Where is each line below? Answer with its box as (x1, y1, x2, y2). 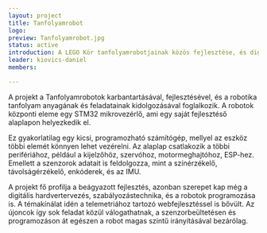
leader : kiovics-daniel (8, 56, 87, 64)
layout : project (8, 11, 62, 20)
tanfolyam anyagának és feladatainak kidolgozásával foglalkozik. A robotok (8, 100, 254, 110)
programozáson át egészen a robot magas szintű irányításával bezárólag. (8, 216, 249, 225)
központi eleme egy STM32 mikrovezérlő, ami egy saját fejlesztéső (8, 109, 228, 118)
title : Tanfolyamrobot (8, 19, 83, 27)
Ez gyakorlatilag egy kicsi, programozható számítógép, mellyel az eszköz (8, 133, 248, 142)
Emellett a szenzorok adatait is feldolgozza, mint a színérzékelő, (8, 158, 218, 168)
